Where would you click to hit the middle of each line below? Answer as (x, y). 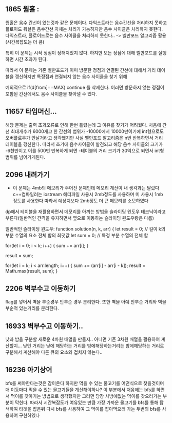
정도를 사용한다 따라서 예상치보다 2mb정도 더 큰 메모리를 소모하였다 (81, 201)
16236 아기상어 (29, 370)
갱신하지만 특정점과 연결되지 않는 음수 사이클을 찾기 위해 (71, 76)
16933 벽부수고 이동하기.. (44, 326)
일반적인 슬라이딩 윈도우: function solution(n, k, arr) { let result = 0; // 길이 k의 (85, 229)
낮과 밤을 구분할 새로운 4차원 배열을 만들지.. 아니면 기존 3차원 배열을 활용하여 (83, 339)
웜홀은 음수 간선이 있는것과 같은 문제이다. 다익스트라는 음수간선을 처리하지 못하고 (86, 23)
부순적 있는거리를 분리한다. (32, 308)
